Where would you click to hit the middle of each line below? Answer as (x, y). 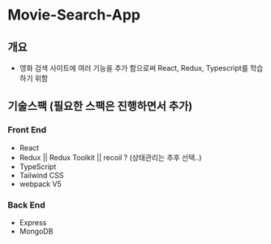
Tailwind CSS (41, 175)
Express (33, 222)
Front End (27, 130)
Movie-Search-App (74, 15)
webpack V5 (40, 184)
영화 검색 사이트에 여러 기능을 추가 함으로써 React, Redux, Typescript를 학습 (141, 68)
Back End (26, 205)
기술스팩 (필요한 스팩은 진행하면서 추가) (100, 106)
